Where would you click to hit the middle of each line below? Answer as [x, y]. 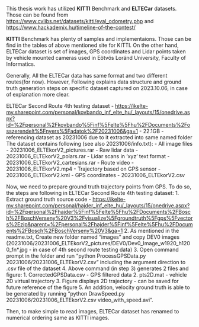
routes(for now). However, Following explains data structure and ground [94, 82]
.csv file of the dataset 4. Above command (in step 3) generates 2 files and [97, 268]
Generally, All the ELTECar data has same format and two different [87, 76]
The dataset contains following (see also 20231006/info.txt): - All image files [99, 144]
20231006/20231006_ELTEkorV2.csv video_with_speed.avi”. [80, 300]
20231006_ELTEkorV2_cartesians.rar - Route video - [70, 163]
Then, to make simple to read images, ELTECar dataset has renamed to [93, 311]
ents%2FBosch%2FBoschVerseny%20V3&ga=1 [65, 231]
